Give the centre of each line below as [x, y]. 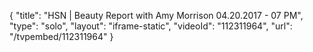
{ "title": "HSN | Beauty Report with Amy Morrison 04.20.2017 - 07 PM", [156, 15]
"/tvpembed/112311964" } [61, 36]
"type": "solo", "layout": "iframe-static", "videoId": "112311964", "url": [151, 26]
